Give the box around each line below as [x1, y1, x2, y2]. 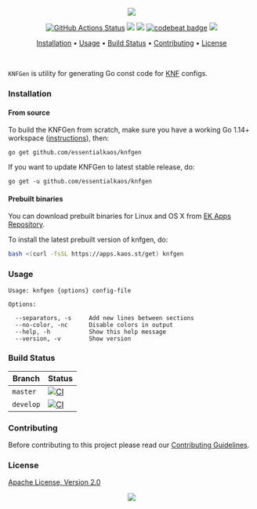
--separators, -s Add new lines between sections [15, 314, 194, 322]
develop [12, 400, 41, 409]
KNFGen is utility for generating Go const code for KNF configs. [8, 69, 208, 78]
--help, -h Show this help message [15, 328, 167, 336]
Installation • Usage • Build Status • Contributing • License [36, 38, 227, 47]
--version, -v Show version [15, 334, 132, 343]
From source [8, 107, 51, 117]
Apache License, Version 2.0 [8, 478, 101, 487]
